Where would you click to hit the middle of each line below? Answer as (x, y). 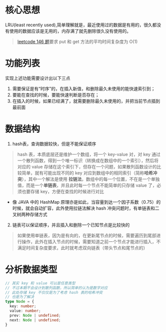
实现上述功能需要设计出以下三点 (38, 78)
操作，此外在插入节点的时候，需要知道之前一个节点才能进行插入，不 (91, 241)
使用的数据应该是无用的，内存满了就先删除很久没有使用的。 (70, 31)
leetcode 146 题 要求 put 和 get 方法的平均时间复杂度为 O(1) (77, 41)
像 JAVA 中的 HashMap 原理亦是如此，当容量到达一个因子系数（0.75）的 (86, 202)
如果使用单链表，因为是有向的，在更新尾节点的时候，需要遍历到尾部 (87, 235)
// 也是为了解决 (20, 297)
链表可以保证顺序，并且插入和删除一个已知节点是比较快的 (71, 225)
